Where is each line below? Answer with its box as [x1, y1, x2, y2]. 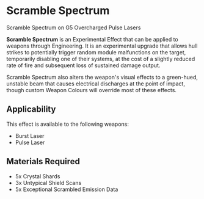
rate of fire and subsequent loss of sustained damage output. [6, 62, 161, 69]
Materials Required [6, 156, 81, 167]
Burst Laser [15, 132, 45, 139]
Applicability [6, 104, 56, 115]
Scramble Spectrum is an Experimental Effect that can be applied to [6, 35, 178, 43]
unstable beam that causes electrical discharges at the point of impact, [6, 80, 185, 87]
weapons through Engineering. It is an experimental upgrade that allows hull [6, 42, 198, 49]
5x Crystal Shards [15, 172, 60, 180]
